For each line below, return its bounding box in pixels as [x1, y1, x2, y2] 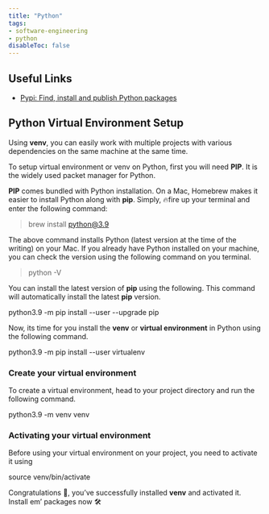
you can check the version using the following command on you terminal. [8, 251, 252, 262]
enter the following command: [8, 203, 108, 213]
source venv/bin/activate [8, 472, 91, 482]
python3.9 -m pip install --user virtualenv [8, 347, 146, 357]
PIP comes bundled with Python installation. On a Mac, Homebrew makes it [8, 186, 259, 196]
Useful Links [8, 72, 72, 85]
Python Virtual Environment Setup [8, 116, 184, 130]
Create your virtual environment [8, 367, 137, 379]
